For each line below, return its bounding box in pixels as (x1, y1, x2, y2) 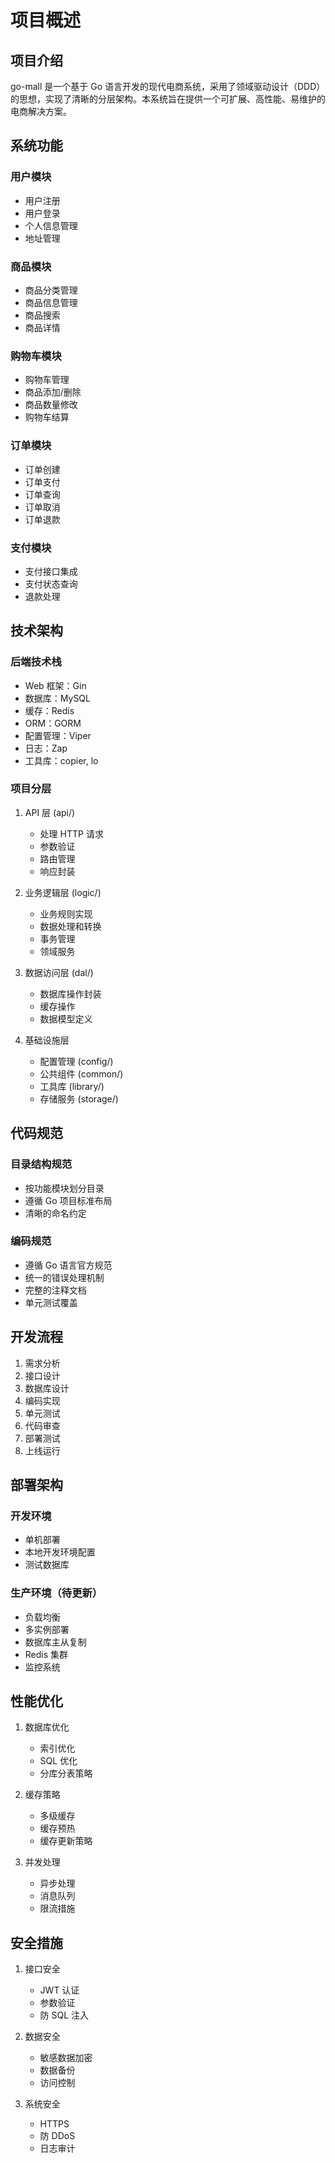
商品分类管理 (24, 284, 78, 296)
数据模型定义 (39, 1012, 93, 1025)
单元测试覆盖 (24, 1296, 78, 1308)
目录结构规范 (10, 1157, 73, 1171)
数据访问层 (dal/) (24, 966, 94, 978)
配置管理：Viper (24, 729, 92, 741)
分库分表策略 (39, 1767, 93, 1780)
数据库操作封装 (39, 987, 102, 1000)
